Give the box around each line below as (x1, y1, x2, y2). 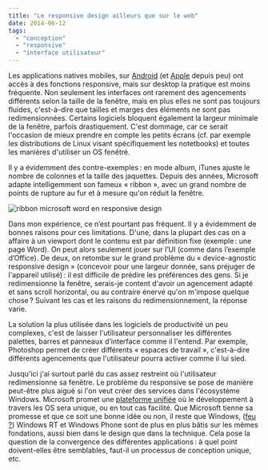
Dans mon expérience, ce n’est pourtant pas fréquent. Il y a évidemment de (8, 219, 257, 229)
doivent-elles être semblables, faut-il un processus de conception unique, (8, 445, 252, 455)
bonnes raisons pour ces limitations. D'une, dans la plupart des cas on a (8, 228, 246, 237)
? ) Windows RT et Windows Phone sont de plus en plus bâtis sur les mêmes (8, 420, 258, 429)
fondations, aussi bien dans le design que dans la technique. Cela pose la (8, 428, 250, 438)
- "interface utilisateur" (15, 49, 106, 57)
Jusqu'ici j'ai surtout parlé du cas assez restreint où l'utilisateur (8, 369, 218, 378)
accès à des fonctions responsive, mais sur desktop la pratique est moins (8, 79, 250, 89)
